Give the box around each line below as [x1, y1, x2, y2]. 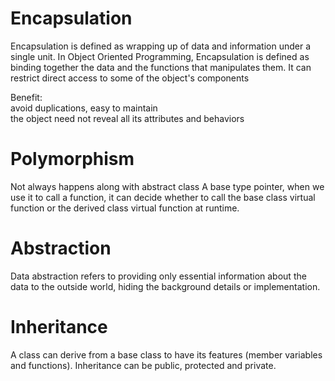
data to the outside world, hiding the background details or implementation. [10, 280, 321, 292]
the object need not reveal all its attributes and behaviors [10, 112, 245, 124]
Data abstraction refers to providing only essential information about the [10, 270, 307, 282]
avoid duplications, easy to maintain [10, 102, 158, 114]
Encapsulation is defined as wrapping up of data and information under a [10, 40, 312, 52]
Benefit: [10, 91, 43, 103]
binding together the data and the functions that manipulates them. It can [10, 61, 312, 73]
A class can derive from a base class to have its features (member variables [10, 348, 323, 361]
